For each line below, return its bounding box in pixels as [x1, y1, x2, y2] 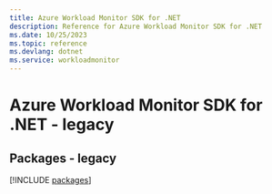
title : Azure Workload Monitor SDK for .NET [9, 13, 181, 23]
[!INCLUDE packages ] [9, 175, 92, 185]
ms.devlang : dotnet [9, 47, 84, 56]
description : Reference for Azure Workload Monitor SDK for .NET [9, 22, 262, 31]
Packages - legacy [9, 150, 116, 166]
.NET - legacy [9, 115, 115, 135]
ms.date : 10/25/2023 [9, 30, 88, 39]
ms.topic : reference [9, 38, 88, 48]
